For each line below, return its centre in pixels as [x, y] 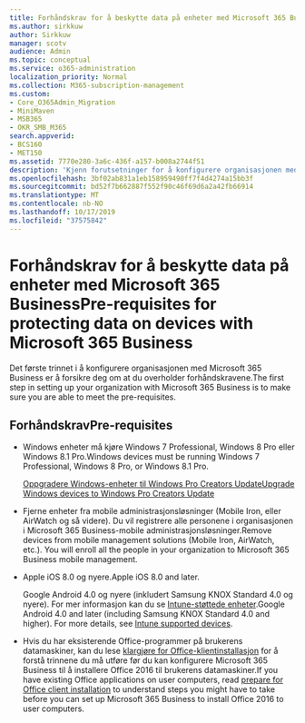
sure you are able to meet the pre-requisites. [93, 397]
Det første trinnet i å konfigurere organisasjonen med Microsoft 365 [136, 368]
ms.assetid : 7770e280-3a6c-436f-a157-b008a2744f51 [107, 161]
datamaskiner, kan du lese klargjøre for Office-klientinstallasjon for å [150, 651]
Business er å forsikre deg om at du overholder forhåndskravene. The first [147, 377]
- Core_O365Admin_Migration [63, 102]
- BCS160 [26, 144]
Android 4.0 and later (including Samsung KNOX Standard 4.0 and [146, 614]
